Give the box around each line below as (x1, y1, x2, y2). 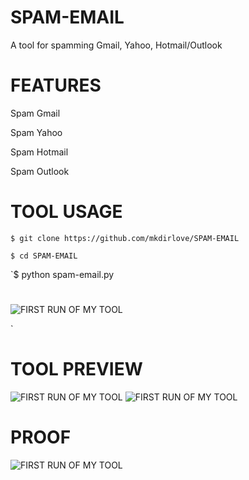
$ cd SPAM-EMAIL (10, 251, 78, 261)
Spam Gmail (10, 107, 61, 119)
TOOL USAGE (10, 201, 123, 223)
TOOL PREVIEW (10, 358, 143, 381)
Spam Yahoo (10, 126, 63, 138)
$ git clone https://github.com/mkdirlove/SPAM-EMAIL (10, 233, 240, 243)
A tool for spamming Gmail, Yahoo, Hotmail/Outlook (10, 39, 223, 51)
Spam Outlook (10, 165, 70, 177)
